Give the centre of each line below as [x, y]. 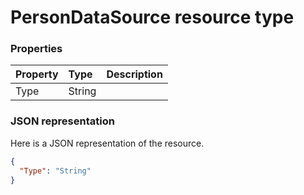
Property [37, 74]
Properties [36, 49]
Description [134, 74]
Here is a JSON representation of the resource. [107, 143]
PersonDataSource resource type [152, 17]
